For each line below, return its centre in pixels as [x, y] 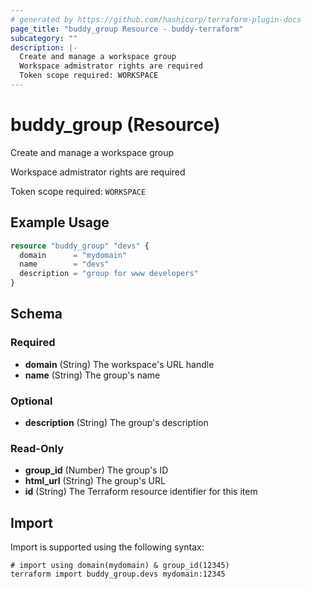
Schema [36, 314]
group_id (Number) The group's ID [96, 470]
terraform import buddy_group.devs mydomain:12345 [118, 574]
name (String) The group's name [92, 375]
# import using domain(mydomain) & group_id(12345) [120, 566]
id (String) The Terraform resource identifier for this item [141, 492]
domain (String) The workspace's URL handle [119, 364]
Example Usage [60, 222]
